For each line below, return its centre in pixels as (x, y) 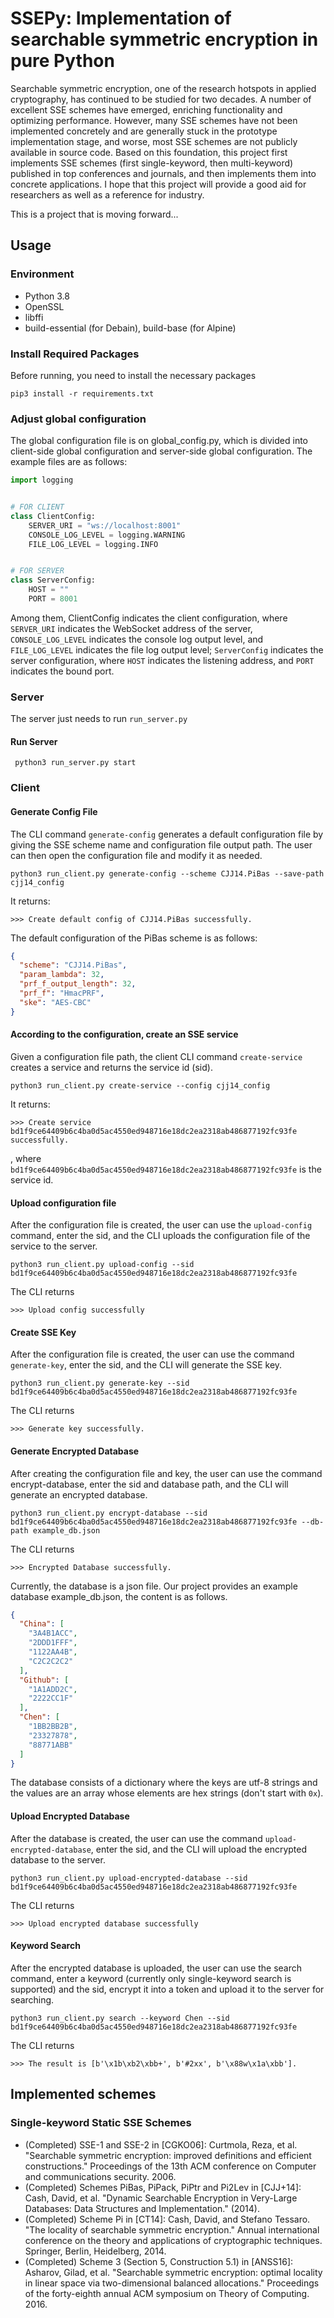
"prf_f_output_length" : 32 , (78, 984)
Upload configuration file (63, 1203)
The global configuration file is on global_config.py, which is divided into (159, 441)
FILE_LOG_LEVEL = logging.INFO (93, 544)
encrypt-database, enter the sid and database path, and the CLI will (149, 1484)
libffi (34, 317)
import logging (42, 480)
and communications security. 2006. (100, 2176)
